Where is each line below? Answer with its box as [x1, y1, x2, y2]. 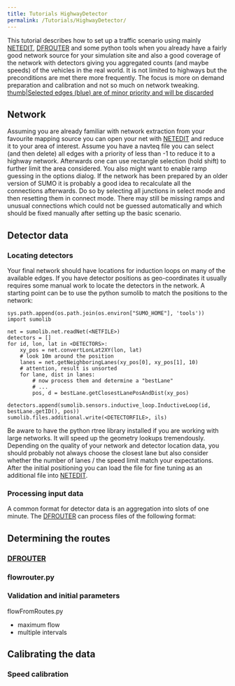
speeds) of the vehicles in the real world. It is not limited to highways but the [7, 66, 227, 74]
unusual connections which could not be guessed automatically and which [7, 201, 222, 210]
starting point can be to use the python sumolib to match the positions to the [7, 289, 228, 297]
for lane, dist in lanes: [20, 371, 96, 378]
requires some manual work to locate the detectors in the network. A [7, 281, 205, 290]
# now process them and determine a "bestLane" [32, 377, 173, 384]
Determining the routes [7, 532, 111, 544]
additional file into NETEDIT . [7, 471, 88, 479]
